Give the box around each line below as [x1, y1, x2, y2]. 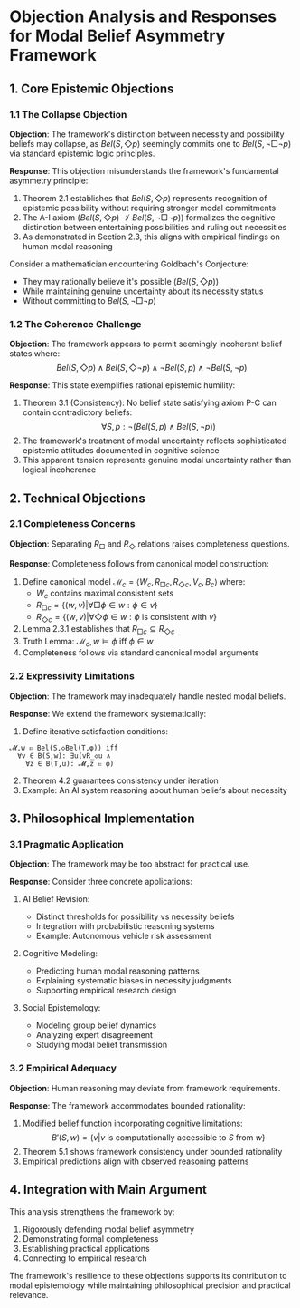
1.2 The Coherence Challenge [9, 317, 142, 330]
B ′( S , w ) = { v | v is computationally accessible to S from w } [51, 1131, 267, 1143]
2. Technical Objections [9, 490, 146, 506]
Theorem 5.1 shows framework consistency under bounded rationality [22, 1146, 283, 1157]
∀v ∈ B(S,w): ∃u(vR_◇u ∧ [17, 751, 111, 761]
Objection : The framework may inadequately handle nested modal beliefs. [9, 691, 286, 702]
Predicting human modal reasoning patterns [35, 965, 201, 976]
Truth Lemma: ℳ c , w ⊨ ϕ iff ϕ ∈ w [22, 635, 154, 649]
